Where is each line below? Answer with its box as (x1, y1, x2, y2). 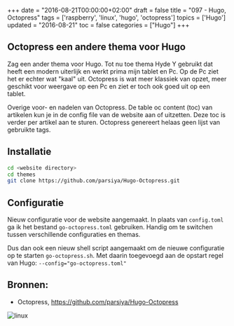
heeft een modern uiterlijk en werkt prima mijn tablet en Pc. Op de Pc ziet (7, 67, 219, 76)
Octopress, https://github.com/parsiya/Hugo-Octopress (17, 297, 179, 306)
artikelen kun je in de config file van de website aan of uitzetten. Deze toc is (7, 110, 226, 118)
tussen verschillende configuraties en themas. (7, 231, 141, 239)
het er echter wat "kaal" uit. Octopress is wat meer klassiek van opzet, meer (7, 74, 227, 83)
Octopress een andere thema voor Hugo (7, 41, 186, 53)
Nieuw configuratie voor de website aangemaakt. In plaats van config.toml (7, 215, 224, 224)
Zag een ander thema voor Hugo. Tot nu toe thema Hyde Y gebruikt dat (7, 60, 214, 68)
